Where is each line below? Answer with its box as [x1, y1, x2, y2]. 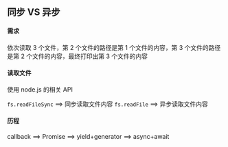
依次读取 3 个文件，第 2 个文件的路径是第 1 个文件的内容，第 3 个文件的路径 [7, 43, 221, 51]
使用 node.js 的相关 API [7, 85, 73, 94]
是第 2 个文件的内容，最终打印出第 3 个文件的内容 [7, 52, 148, 60]
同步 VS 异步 [7, 6, 60, 18]
